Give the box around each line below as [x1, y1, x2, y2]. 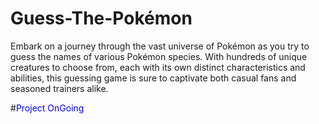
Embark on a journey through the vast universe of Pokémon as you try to [10, 40, 310, 52]
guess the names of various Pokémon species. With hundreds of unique [10, 50, 308, 62]
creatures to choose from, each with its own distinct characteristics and [10, 61, 306, 73]
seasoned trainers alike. [10, 82, 109, 94]
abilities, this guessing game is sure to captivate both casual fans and [10, 72, 297, 84]
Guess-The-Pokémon [10, 7, 193, 30]
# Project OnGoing [10, 102, 85, 114]
